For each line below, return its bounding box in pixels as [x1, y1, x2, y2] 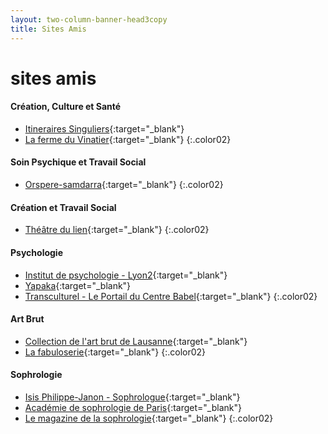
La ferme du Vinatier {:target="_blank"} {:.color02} [24, 133, 232, 145]
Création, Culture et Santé [10, 101, 122, 113]
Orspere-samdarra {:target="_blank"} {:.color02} [24, 179, 224, 191]
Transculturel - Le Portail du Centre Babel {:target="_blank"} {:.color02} [24, 290, 318, 302]
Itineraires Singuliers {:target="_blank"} [24, 122, 185, 135]
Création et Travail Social [10, 201, 117, 213]
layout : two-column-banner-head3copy [10, 14, 168, 25]
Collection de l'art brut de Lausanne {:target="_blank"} [24, 335, 248, 347]
